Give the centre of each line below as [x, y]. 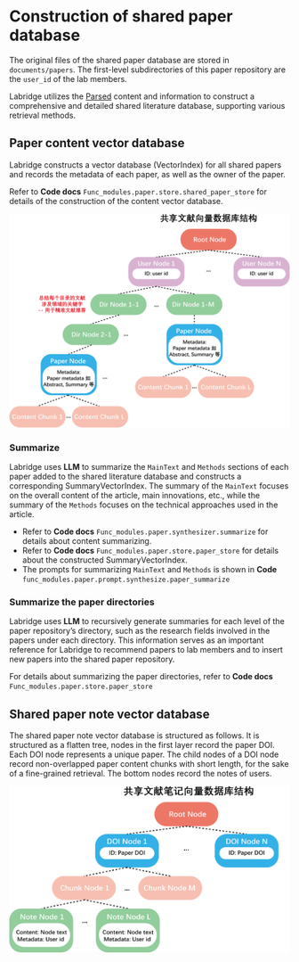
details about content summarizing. [87, 540]
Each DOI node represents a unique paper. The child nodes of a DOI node [144, 754]
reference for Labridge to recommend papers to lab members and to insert [146, 650]
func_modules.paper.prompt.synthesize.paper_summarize [126, 580]
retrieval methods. [43, 115]
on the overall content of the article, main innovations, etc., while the [135, 495]
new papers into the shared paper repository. [92, 659]
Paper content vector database [97, 143]
